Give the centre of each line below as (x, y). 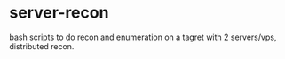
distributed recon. (42, 46)
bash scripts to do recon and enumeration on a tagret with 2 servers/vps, (143, 37)
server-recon (59, 13)
